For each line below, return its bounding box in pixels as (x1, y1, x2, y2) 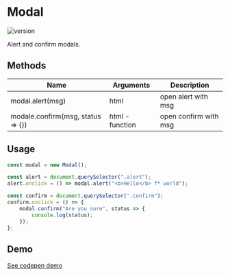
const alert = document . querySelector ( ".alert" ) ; (7, 174, 152, 181)
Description (170, 80, 209, 90)
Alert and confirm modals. (7, 40, 81, 48)
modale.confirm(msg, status (10, 111, 101, 121)
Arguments (112, 80, 151, 90)
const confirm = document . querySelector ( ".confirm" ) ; (7, 192, 164, 199)
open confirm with (159, 111, 219, 121)
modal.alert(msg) (10, 96, 66, 105)
